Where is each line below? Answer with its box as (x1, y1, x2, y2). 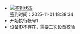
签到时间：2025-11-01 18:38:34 (9, 11, 74, 17)
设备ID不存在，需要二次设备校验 (9, 24, 75, 30)
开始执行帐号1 (9, 18, 38, 23)
